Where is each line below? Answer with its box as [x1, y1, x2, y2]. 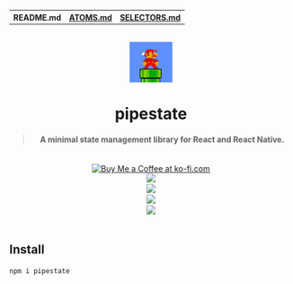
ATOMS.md [68, 12, 112, 22]
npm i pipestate [9, 266, 70, 275]
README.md [13, 12, 62, 22]
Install [9, 242, 45, 257]
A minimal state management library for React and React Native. [40, 134, 285, 145]
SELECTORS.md [120, 12, 182, 22]
